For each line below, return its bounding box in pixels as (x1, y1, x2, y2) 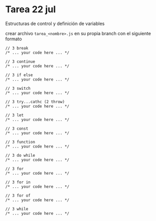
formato (5, 36, 22, 42)
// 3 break (5, 45, 29, 51)
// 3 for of (5, 193, 31, 198)
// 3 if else (5, 72, 33, 78)
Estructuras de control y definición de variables (5, 20, 105, 27)
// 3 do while (5, 153, 36, 158)
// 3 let (5, 112, 24, 118)
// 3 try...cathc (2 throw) (5, 99, 65, 104)
